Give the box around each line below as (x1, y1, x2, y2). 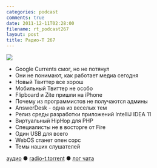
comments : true (6, 15, 45, 21)
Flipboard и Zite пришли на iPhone (15, 91, 103, 98)
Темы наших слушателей (15, 143, 81, 150)
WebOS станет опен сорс (15, 136, 81, 144)
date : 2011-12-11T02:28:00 (6, 20, 75, 26)
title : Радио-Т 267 (6, 37, 56, 43)
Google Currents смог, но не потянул (15, 65, 110, 72)
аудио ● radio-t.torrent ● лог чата (6, 155, 95, 162)
